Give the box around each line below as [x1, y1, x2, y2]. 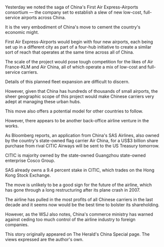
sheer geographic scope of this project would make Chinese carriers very [5, 93, 155, 99]
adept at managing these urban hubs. [5, 99, 81, 105]
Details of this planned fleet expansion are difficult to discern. [5, 79, 130, 84]
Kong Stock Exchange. [5, 172, 51, 178]
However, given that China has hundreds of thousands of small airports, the [5, 88, 158, 94]
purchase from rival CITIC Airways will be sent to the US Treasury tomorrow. [5, 143, 160, 149]
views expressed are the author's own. [5, 237, 83, 242]
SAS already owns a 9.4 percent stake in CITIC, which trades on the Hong [5, 167, 155, 173]
